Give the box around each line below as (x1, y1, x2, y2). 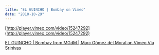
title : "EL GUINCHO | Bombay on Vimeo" (5, 7, 86, 12)
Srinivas (5, 45, 21, 51)
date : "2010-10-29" (5, 12, 45, 17)
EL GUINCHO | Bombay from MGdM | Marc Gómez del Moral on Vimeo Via (5, 39, 155, 45)
